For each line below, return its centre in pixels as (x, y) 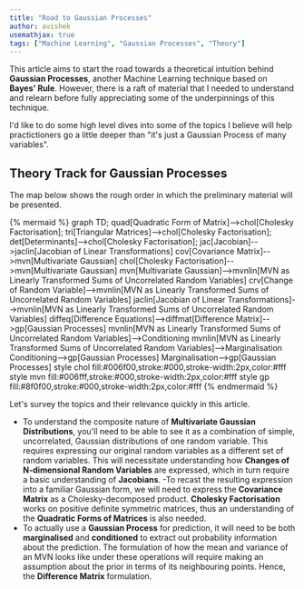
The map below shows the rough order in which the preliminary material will (151, 195)
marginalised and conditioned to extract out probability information (150, 538)
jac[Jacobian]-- (229, 242)
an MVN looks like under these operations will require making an (143, 557)
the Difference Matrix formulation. (87, 576)
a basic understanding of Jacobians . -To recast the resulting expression (157, 480)
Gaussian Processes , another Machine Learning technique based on (138, 79)
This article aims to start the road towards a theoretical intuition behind (142, 69)
